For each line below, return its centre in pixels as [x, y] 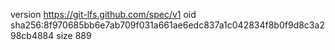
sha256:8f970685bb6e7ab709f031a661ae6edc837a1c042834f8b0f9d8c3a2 [167, 25]
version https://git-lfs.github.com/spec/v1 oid [103, 14]
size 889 [74, 35]
